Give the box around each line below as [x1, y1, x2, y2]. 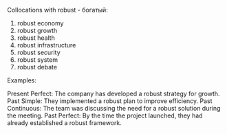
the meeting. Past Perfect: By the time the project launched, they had [7, 111, 203, 120]
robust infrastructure [17, 41, 76, 49]
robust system [17, 56, 58, 64]
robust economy [17, 19, 64, 27]
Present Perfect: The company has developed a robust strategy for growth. [7, 89, 220, 98]
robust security [17, 48, 61, 56]
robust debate [17, 63, 57, 71]
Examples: [7, 76, 36, 85]
